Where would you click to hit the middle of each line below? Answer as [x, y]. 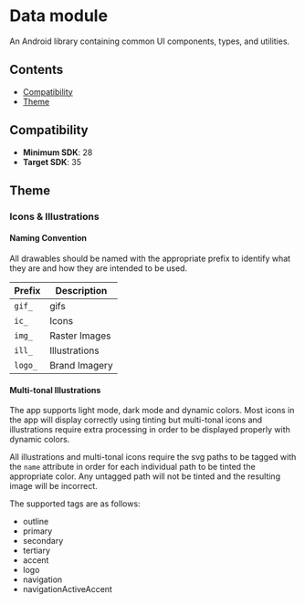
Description [81, 291]
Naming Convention [48, 238]
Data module [58, 16]
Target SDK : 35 [52, 161]
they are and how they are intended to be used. [99, 268]
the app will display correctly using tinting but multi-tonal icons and [136, 420]
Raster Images [80, 336]
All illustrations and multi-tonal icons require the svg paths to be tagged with [153, 457]
